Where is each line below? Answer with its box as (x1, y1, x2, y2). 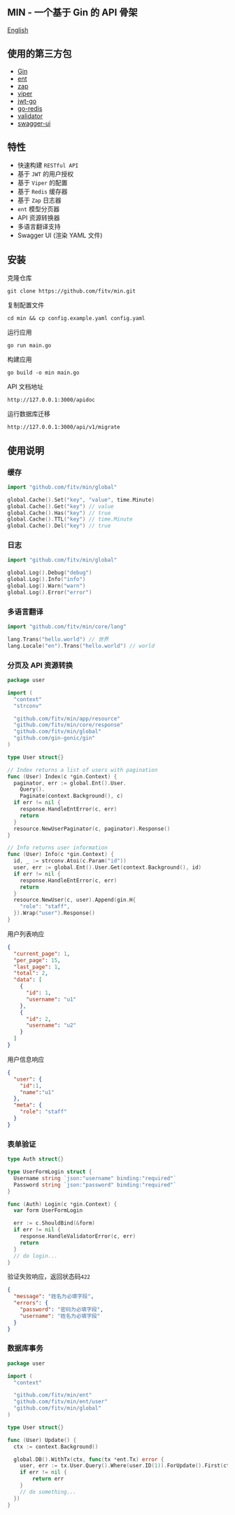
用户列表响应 (7, 929, 44, 938)
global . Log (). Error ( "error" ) (7, 589, 92, 596)
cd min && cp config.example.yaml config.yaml (7, 315, 145, 322)
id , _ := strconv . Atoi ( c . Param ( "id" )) (13, 857, 127, 865)
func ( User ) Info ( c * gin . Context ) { (7, 851, 114, 858)
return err (32, 1476, 64, 1483)
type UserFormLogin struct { (7, 1168, 92, 1175)
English (7, 25, 29, 34)
